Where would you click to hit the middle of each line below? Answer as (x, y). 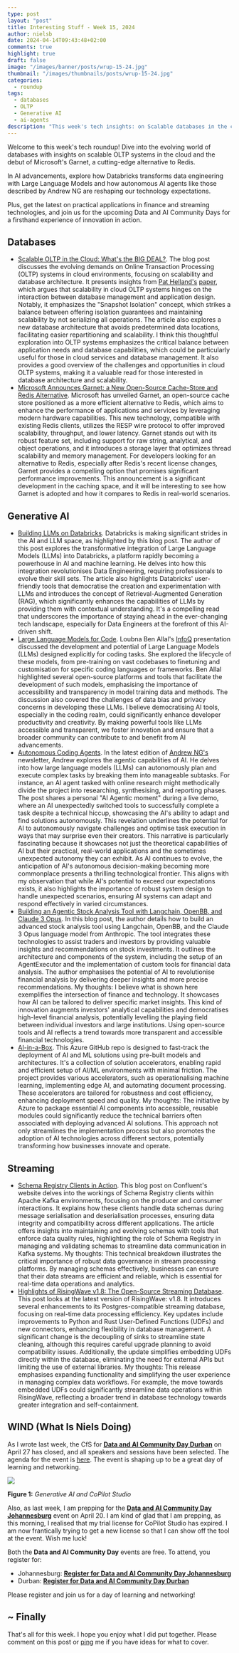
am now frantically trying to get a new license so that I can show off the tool (118, 1531)
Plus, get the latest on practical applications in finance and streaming (108, 204)
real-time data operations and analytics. (76, 1284)
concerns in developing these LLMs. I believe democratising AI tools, (118, 707)
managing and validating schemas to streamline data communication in (122, 1246)
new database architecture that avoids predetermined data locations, (119, 327)
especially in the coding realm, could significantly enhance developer (119, 715)
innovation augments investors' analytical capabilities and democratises (123, 1010)
